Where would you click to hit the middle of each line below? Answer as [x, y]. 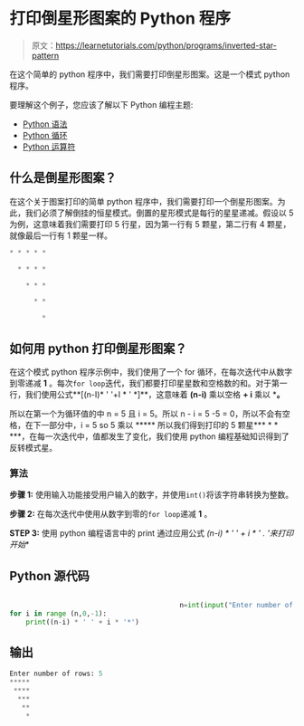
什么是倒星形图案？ [63, 178]
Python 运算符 [49, 147]
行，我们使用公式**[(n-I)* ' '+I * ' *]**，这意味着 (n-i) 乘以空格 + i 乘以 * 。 [147, 394]
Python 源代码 [50, 576]
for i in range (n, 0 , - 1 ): [58, 613]
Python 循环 [45, 135]
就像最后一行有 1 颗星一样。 [61, 235]
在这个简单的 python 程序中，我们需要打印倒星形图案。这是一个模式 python [150, 74]
